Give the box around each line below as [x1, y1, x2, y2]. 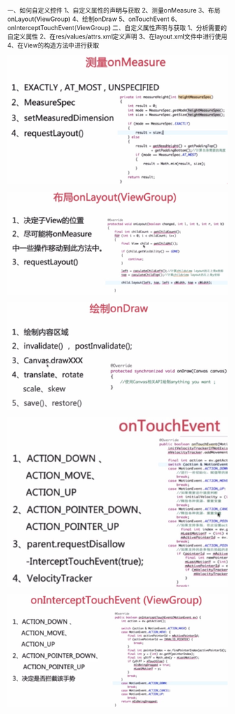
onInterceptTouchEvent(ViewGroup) [7, 24, 111, 31]
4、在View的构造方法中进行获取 [7, 41, 99, 49]
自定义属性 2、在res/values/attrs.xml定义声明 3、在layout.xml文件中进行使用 [7, 32, 227, 41]
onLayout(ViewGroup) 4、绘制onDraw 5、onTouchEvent [7, 15, 170, 23]
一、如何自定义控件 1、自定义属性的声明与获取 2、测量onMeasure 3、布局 [7, 6, 221, 14]
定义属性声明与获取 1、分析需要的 [130, 24, 227, 31]
